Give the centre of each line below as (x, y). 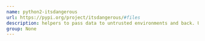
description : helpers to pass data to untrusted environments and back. (101, 23)
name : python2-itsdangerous (42, 12)
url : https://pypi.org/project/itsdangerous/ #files (73, 17)
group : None (21, 29)
